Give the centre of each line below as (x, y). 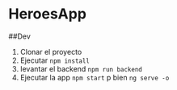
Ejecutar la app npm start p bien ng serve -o (95, 77)
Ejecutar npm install (55, 60)
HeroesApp (48, 14)
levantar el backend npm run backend (81, 68)
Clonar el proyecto (51, 51)
